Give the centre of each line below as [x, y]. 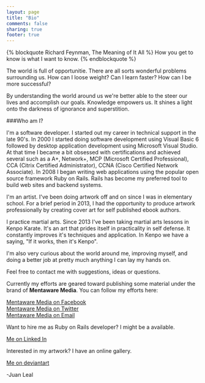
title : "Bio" [23, 18]
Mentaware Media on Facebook [47, 302]
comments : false [27, 23]
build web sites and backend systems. [54, 185]
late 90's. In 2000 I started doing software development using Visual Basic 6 [102, 140]
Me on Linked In [27, 339]
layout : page [23, 12]
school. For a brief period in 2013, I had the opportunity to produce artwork [101, 203]
